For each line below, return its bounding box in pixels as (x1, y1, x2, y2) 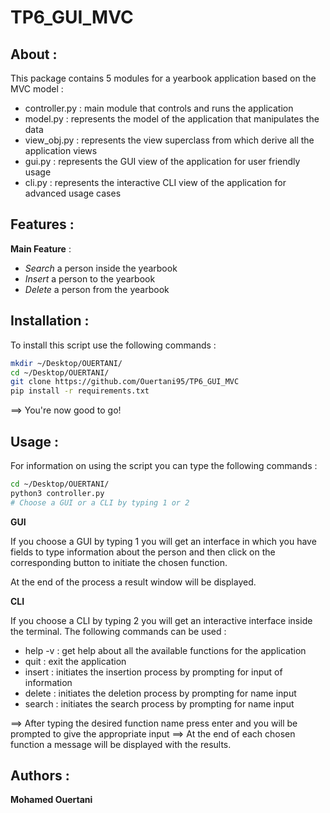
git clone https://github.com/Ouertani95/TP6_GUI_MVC (10, 377, 240, 387)
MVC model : (10, 83, 64, 95)
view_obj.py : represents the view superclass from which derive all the (24, 134, 315, 146)
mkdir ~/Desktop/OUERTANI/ (10, 358, 123, 368)
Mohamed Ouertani (10, 794, 93, 806)
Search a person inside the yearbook (24, 262, 178, 274)
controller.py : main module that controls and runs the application (24, 102, 294, 114)
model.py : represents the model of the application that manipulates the (24, 113, 320, 125)
